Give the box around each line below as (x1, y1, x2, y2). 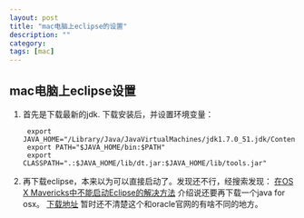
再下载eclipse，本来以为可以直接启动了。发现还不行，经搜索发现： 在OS (22, 175, 294, 186)
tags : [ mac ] (9, 47, 54, 56)
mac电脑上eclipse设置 (9, 83, 136, 98)
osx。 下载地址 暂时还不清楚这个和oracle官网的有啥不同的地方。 (22, 198, 263, 209)
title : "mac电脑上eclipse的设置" (9, 22, 128, 31)
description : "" (9, 30, 71, 39)
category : (9, 38, 47, 48)
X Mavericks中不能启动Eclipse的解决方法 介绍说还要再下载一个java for (22, 187, 286, 198)
